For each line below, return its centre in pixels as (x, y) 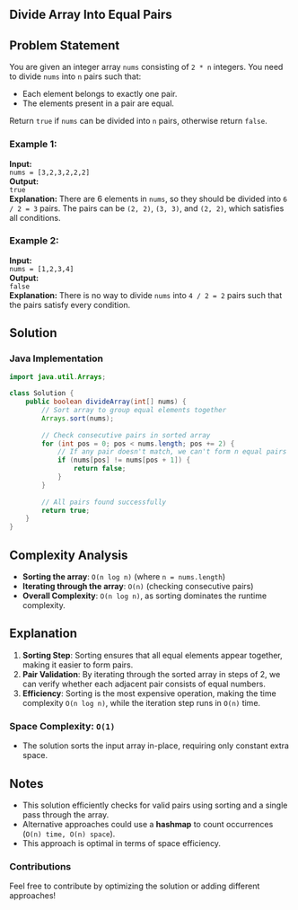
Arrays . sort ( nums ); (78, 418)
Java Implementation (56, 358)
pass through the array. (66, 814)
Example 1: (33, 145)
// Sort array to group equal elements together (134, 411)
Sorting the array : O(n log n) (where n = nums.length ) (124, 577)
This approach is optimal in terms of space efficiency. (122, 843)
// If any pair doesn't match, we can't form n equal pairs (172, 452)
